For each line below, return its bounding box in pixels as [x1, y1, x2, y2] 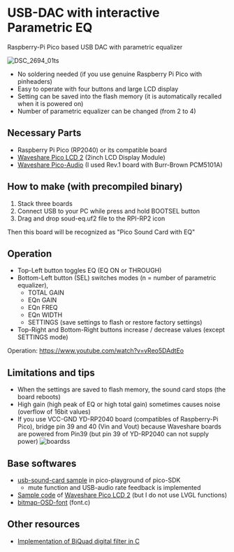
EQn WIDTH [27, 311, 63, 319]
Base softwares [7, 457, 77, 469]
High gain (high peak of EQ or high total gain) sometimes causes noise [17, 400, 221, 409]
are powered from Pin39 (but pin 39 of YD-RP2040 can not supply [17, 430, 210, 438]
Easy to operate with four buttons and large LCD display [17, 84, 179, 93]
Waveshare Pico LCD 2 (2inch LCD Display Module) [17, 153, 166, 161]
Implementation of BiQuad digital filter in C [17, 537, 140, 545]
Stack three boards [17, 199, 73, 207]
